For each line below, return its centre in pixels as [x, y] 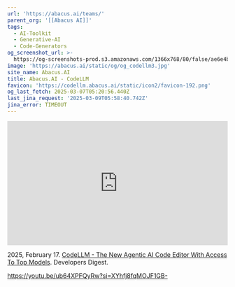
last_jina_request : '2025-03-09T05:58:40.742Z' [78, 99]
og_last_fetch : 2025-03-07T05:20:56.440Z [69, 92]
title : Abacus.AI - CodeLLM [48, 79]
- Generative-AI [37, 40]
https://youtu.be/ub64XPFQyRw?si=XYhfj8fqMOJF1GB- [87, 276]
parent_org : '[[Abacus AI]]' [50, 20]
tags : [15, 27]
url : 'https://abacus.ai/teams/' [56, 14]
